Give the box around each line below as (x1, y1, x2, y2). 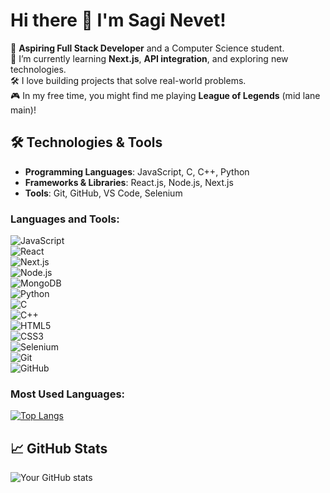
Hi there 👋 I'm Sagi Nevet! (10, 9, 227, 32)
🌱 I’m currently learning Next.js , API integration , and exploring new (10, 52, 289, 64)
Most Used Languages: (10, 387, 126, 401)
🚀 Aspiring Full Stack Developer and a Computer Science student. (10, 42, 285, 54)
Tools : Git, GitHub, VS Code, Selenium (24, 187, 183, 199)
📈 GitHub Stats (10, 440, 108, 457)
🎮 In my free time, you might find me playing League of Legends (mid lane (10, 89, 321, 101)
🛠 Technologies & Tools (10, 134, 163, 151)
